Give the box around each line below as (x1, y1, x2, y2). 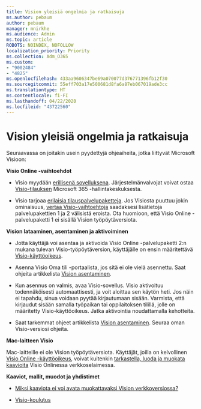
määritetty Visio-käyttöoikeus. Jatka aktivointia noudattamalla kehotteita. (14, 308, 195, 315)
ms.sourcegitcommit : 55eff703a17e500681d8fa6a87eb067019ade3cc (6, 82, 168, 88)
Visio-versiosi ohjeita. (14, 326, 69, 333)
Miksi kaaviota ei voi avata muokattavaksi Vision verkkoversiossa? (14, 385, 179, 392)
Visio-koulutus (14, 396, 51, 404)
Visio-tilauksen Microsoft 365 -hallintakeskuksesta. (14, 186, 142, 193)
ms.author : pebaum (6, 14, 52, 20)
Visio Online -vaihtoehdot (6, 168, 72, 175)
